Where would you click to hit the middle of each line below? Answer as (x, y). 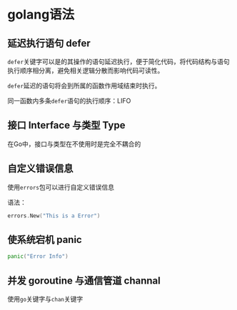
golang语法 (41, 15)
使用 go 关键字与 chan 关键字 (45, 299)
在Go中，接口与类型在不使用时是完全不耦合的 (74, 144)
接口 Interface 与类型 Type (66, 125)
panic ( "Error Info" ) (38, 257)
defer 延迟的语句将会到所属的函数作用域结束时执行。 (84, 86)
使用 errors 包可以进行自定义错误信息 (61, 187)
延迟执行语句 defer (49, 43)
